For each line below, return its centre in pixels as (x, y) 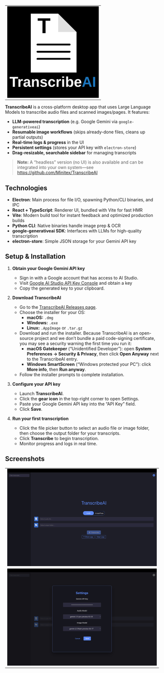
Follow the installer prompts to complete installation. (72, 375)
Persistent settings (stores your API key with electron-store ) (74, 147)
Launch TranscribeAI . (41, 393)
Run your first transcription (40, 419)
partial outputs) (28, 137)
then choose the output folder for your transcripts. (70, 433)
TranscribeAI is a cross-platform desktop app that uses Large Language (78, 107)
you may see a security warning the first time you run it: (75, 343)
